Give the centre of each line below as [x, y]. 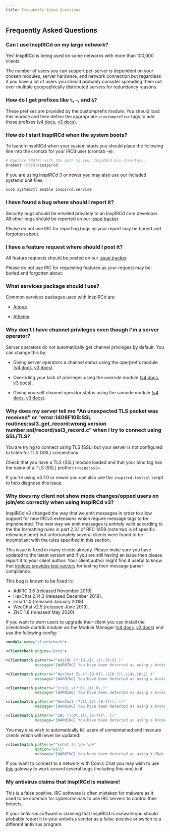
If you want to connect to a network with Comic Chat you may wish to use [82, 763]
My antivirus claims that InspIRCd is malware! [63, 782]
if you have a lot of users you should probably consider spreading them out [84, 82]
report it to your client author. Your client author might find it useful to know [84, 560]
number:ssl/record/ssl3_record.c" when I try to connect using [84, 430]
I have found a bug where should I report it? [60, 202]
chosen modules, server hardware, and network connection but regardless [83, 76]
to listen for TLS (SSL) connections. [43, 453]
